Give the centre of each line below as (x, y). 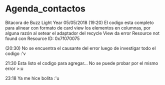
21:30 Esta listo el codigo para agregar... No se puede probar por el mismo (82, 63)
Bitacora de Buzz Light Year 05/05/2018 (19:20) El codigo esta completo (79, 22)
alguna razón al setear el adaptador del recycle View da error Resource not (82, 33)
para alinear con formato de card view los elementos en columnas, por (78, 27)
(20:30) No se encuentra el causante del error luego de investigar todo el (80, 48)
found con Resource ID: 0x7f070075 (42, 38)
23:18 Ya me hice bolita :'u (32, 78)
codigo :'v (15, 53)
